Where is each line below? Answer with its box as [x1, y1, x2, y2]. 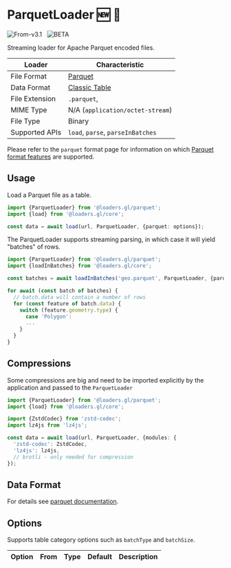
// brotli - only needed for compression [13, 454, 134, 460]
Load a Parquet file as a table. [7, 190, 91, 199]
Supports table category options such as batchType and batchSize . [7, 536, 196, 544]
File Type [10, 116, 41, 125]
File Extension [10, 94, 56, 103]
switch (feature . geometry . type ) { [19, 307, 118, 314]
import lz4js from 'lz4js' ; [7, 422, 88, 429]
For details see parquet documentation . [7, 497, 119, 506]
